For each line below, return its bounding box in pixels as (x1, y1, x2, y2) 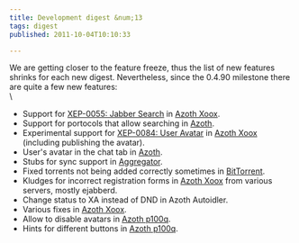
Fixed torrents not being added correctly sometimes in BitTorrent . (22, 166, 266, 176)
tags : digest (9, 22, 59, 31)
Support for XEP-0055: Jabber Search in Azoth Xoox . (22, 109, 221, 120)
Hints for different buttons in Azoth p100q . (22, 223, 178, 234)
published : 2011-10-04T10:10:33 (9, 30, 131, 39)
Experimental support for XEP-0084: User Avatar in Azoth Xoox (22, 128, 258, 139)
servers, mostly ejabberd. (22, 185, 118, 196)
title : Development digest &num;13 (9, 13, 143, 22)
